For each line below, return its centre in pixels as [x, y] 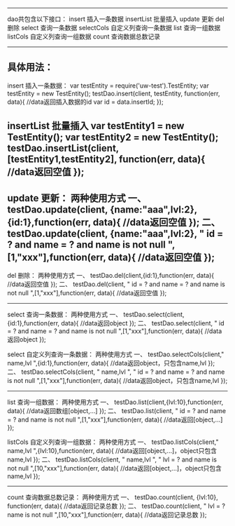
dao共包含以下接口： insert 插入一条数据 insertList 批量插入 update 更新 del [116, 19]
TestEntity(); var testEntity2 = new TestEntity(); [113, 137]
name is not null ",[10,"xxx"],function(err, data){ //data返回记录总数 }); [107, 515]
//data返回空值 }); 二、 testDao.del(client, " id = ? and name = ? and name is [116, 284]
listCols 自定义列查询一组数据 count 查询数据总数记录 [84, 36]
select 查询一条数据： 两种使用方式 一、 [65, 315]
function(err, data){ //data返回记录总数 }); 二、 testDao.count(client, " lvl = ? [116, 506]
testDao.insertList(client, [63, 148]
